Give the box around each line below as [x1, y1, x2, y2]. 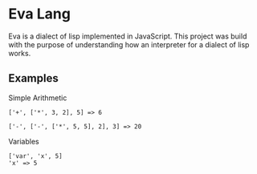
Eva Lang [8, 5, 71, 23]
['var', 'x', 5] [8, 152, 63, 160]
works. [8, 48, 31, 58]
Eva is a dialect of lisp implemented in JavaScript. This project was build [8, 31, 247, 41]
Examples [8, 71, 59, 85]
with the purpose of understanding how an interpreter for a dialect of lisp [8, 39, 250, 49]
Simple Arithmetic [8, 93, 67, 103]
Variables [8, 136, 39, 146]
